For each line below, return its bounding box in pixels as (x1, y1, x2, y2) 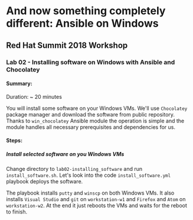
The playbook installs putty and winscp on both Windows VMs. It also (6, 189, 175, 196)
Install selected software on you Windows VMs (6, 150, 125, 157)
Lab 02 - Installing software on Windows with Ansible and (6, 58, 175, 66)
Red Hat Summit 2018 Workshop (6, 40, 128, 50)
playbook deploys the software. (6, 178, 83, 185)
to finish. (6, 208, 28, 215)
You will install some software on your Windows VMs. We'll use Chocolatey (6, 105, 188, 112)
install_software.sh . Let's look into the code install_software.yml (6, 172, 171, 179)
